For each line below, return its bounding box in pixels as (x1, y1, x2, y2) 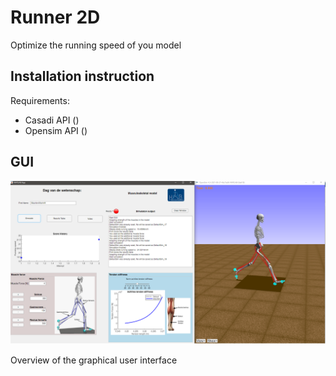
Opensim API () (24, 124, 88, 136)
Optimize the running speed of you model (10, 39, 182, 51)
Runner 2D (10, 6, 101, 29)
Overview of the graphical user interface (10, 354, 178, 366)
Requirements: (10, 94, 70, 106)
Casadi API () (24, 114, 80, 126)
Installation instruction (10, 68, 155, 85)
